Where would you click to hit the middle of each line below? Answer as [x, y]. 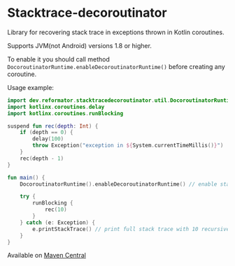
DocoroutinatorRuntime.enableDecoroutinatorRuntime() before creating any [116, 66]
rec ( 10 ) [56, 210]
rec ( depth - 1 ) [42, 158]
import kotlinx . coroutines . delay [56, 107]
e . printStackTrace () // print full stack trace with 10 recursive [131, 229]
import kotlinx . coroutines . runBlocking [65, 113]
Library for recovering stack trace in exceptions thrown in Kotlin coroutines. [116, 32]
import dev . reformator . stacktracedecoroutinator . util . [89, 100]
